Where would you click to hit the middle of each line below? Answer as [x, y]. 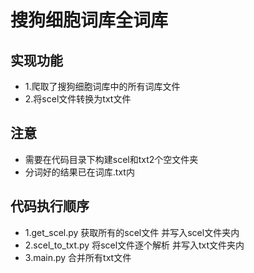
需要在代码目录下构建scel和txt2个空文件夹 [111, 159]
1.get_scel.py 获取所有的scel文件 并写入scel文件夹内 [132, 232]
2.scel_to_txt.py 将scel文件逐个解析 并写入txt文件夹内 [134, 245]
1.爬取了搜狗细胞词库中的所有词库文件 [102, 86]
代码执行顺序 [50, 206]
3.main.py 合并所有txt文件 [78, 257]
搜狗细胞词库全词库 [89, 20]
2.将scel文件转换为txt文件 [78, 99]
